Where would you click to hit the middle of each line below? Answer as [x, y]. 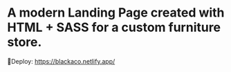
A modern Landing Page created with [116, 13]
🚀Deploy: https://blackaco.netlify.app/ [61, 61]
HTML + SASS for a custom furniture [114, 27]
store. [25, 42]
